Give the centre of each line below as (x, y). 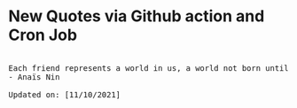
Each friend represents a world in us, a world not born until (148, 68)
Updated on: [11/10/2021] (65, 94)
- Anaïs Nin (34, 77)
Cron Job (43, 35)
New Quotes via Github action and (137, 16)
